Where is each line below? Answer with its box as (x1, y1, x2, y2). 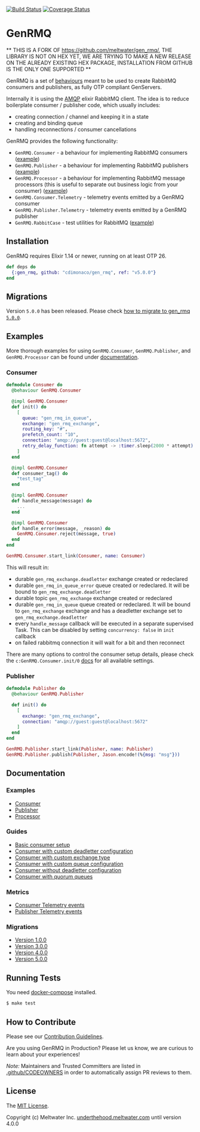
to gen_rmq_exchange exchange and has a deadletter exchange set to (14, 607, 183, 614)
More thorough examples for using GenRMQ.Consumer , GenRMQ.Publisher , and (6, 347, 191, 354)
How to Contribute (6, 1017, 76, 1027)
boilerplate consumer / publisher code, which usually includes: (6, 101, 161, 108)
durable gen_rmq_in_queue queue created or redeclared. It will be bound (14, 601, 191, 608)
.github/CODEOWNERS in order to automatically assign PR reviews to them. (6, 1069, 192, 1076)
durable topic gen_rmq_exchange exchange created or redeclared (14, 594, 173, 601)
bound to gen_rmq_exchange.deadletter (14, 588, 111, 595)
